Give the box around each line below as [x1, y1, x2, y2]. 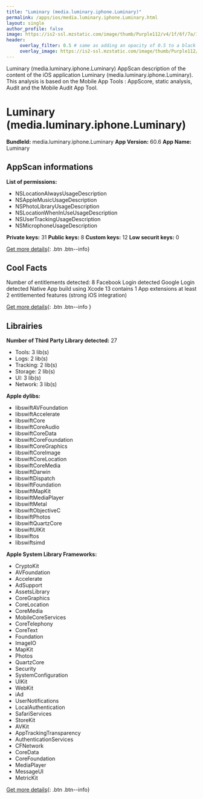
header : [6, 37, 26, 43]
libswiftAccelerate [14, 410, 60, 418]
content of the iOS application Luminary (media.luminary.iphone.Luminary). [6, 71, 193, 79]
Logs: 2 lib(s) [14, 355, 48, 363]
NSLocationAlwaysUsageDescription [14, 190, 107, 197]
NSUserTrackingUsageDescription [14, 215, 101, 222]
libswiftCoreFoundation [14, 436, 74, 444]
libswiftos [14, 532, 39, 540]
